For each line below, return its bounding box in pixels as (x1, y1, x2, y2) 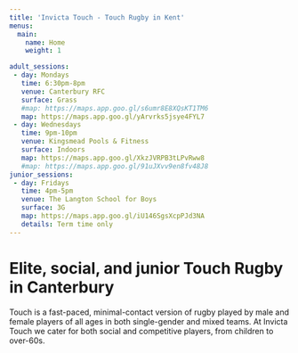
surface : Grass (20, 95, 77, 104)
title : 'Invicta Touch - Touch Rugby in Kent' (9, 12, 185, 22)
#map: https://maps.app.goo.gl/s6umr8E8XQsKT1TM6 (20, 103, 209, 112)
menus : (9, 21, 34, 30)
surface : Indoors (20, 145, 86, 154)
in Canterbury (9, 277, 115, 297)
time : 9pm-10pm (20, 128, 77, 138)
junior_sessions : (9, 170, 74, 179)
